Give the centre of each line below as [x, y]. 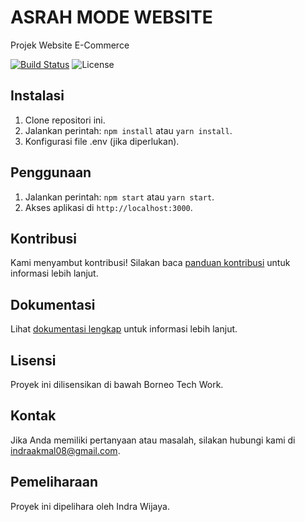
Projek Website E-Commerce [70, 45]
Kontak [33, 416]
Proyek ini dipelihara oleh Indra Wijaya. [90, 506]
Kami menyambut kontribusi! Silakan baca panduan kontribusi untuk [150, 263]
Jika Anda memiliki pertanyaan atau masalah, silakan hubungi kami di [153, 440]
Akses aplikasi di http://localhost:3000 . [108, 207]
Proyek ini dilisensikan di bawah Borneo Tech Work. [117, 384]
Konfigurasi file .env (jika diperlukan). [102, 141]
